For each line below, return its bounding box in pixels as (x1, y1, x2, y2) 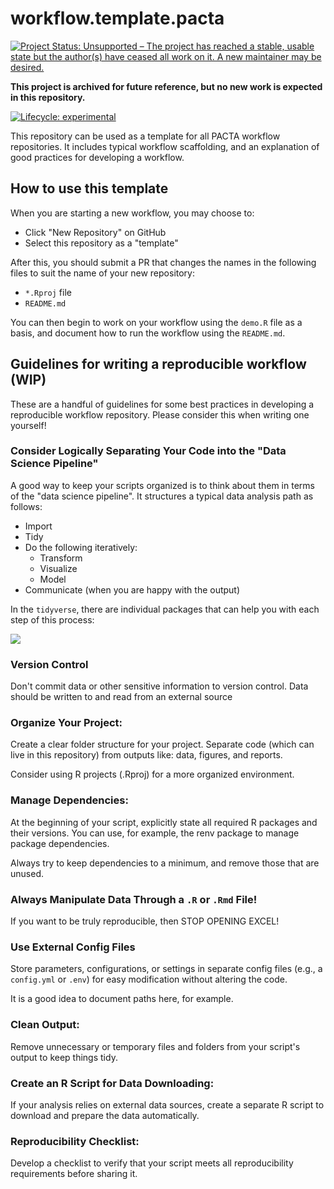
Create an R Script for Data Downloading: (10, 1076, 215, 1090)
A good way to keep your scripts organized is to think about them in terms (10, 479, 315, 491)
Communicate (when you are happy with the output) (24, 583, 241, 596)
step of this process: (10, 613, 95, 626)
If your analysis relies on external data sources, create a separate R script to (10, 1098, 325, 1111)
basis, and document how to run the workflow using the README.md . (10, 327, 286, 339)
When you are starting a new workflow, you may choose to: (10, 207, 255, 219)
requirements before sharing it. (10, 1168, 138, 1180)
